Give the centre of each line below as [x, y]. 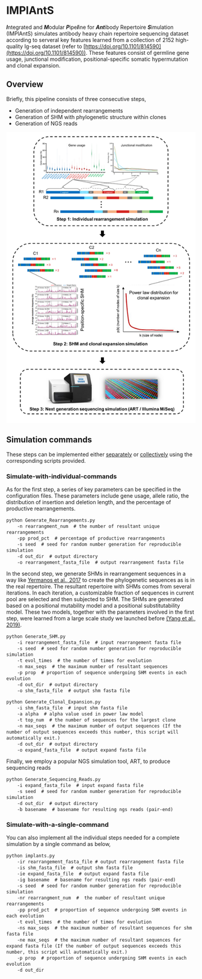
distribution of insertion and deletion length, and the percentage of [89, 502]
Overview [25, 85]
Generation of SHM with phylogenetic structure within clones [90, 117]
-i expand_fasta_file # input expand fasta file [81, 785]
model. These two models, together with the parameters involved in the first [100, 612]
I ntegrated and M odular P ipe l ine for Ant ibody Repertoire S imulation [90, 27]
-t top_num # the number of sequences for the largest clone [96, 720]
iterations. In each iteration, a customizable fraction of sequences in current [100, 593]
